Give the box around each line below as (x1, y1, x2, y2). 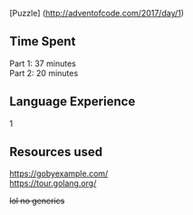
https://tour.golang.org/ (9, 178, 97, 189)
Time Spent (9, 34, 76, 49)
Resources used (9, 144, 102, 160)
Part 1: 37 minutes (9, 58, 77, 69)
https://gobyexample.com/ (9, 168, 109, 180)
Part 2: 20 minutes (9, 67, 79, 78)
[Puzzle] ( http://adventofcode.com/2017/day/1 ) (9, 8, 184, 18)
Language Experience (9, 94, 136, 110)
